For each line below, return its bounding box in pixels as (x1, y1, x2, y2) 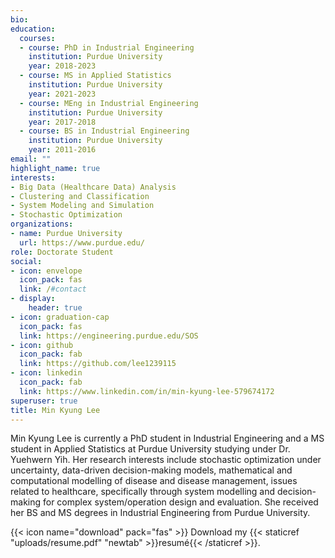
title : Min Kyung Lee (10, 405, 101, 415)
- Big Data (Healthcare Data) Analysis (10, 182, 177, 192)
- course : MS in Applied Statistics (19, 71, 172, 81)
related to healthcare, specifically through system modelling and (10, 486, 276, 498)
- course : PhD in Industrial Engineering (19, 42, 195, 53)
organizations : (10, 219, 74, 230)
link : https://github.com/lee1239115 (19, 359, 177, 369)
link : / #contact (19, 284, 87, 295)
